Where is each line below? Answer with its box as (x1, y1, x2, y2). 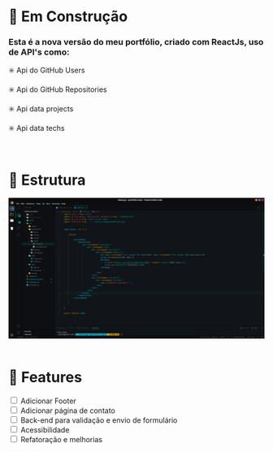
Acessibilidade (19, 424, 70, 434)
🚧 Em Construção (8, 7, 128, 26)
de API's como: (8, 46, 70, 58)
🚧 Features (8, 368, 83, 387)
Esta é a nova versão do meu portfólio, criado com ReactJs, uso (8, 37, 264, 48)
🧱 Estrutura (8, 171, 86, 189)
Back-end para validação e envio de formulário (19, 415, 178, 425)
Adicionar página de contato (19, 406, 115, 415)
